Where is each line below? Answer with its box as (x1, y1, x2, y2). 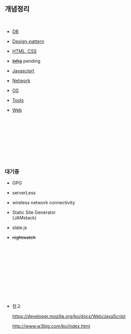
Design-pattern (12, 38, 44, 44)
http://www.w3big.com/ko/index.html (12, 323, 90, 329)
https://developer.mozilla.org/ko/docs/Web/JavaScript (12, 313, 126, 319)
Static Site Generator (12, 209, 56, 215)
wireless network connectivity (12, 200, 76, 206)
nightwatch (12, 235, 36, 241)
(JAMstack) (12, 215, 37, 221)
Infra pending (12, 58, 41, 64)
